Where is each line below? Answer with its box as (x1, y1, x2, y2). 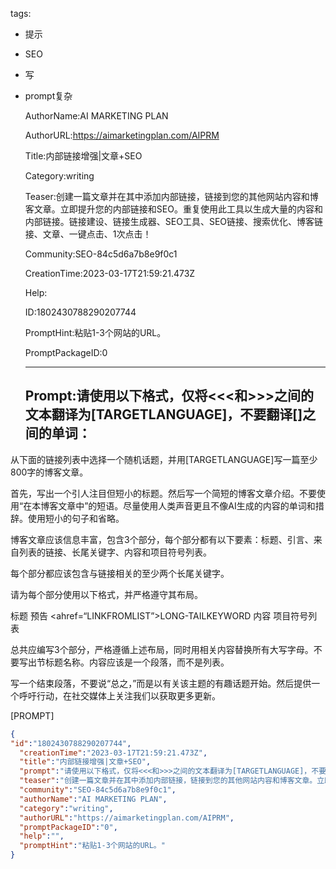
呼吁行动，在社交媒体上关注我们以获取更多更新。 (18, 689, 221, 702)
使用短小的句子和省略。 (27, 512, 125, 524)
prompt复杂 (24, 90, 73, 102)
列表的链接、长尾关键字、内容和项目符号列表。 (18, 546, 212, 558)
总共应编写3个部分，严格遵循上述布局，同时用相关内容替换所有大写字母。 (10, 643, 314, 655)
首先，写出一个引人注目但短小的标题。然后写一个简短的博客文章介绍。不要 (10, 487, 317, 499)
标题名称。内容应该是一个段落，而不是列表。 (44, 656, 230, 668)
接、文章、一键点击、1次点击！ (24, 228, 152, 240)
